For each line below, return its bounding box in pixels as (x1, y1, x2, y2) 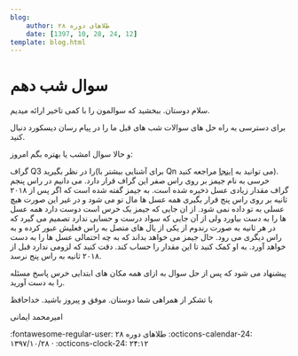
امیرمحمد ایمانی (10, 312, 63, 322)
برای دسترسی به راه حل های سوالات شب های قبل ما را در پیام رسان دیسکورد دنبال (10, 122, 286, 133)
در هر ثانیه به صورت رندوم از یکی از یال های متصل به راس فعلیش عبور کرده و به (10, 222, 276, 233)
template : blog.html (10, 37, 87, 47)
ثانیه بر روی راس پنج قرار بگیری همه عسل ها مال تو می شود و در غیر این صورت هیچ (10, 194, 287, 205)
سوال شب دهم (10, 76, 109, 96)
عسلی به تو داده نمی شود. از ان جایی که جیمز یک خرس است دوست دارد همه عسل (10, 204, 285, 214)
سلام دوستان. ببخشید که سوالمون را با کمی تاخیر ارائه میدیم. (10, 105, 211, 116)
